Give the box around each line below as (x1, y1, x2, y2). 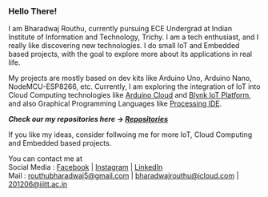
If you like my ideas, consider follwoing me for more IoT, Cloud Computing (8, 130, 253, 139)
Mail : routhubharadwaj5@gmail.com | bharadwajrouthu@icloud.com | (8, 171, 239, 181)
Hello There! (8, 6, 58, 17)
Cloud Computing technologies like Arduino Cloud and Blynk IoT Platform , (8, 90, 252, 100)
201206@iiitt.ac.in (8, 179, 68, 189)
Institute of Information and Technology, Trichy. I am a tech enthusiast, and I (8, 32, 259, 42)
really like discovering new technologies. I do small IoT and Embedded (8, 41, 240, 50)
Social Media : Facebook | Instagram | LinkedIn (8, 163, 163, 172)
